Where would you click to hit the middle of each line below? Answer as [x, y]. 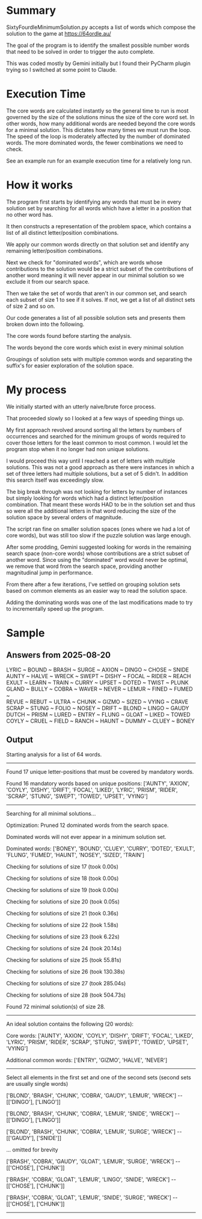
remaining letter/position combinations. [55, 251]
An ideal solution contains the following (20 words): [70, 1024]
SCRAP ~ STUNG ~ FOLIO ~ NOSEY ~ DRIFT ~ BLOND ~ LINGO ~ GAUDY [98, 708]
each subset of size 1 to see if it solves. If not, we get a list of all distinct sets [101, 299]
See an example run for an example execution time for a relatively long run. [99, 161]
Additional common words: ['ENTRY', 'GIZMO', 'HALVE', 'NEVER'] [87, 1060]
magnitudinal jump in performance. [50, 572]
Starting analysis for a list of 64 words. [54, 754]
